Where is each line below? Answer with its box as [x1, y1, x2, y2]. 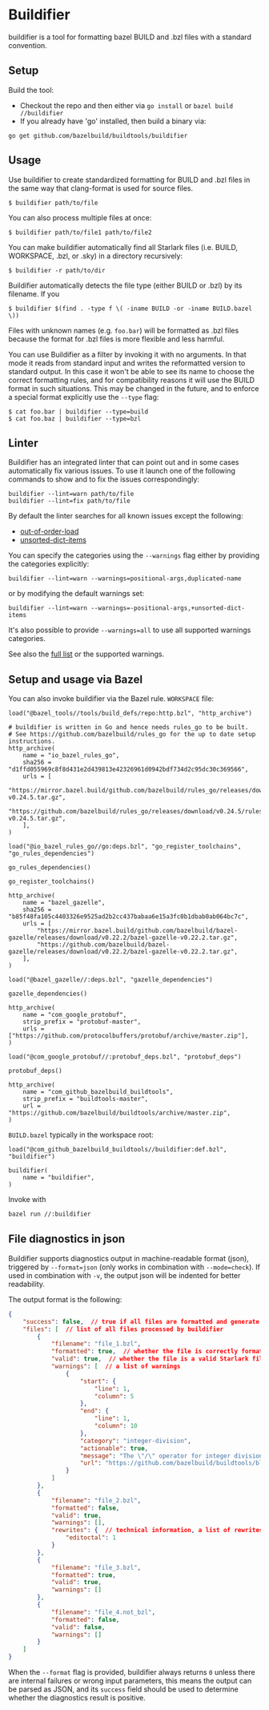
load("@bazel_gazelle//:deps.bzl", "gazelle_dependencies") [8, 976, 214, 984]
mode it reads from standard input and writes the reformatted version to [8, 358, 246, 368]
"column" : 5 [94, 1392, 134, 1400]
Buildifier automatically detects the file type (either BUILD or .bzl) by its [8, 280, 243, 290]
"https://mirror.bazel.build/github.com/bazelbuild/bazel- [37, 927, 239, 935]
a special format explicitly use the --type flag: [8, 392, 159, 401]
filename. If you [8, 288, 60, 298]
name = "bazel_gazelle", [22, 899, 106, 907]
